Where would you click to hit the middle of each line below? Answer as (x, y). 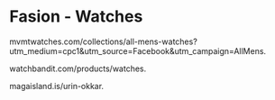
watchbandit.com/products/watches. (78, 68)
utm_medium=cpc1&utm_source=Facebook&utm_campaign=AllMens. (138, 50)
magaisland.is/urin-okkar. (57, 86)
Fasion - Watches (76, 17)
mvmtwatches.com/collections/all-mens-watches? (104, 41)
